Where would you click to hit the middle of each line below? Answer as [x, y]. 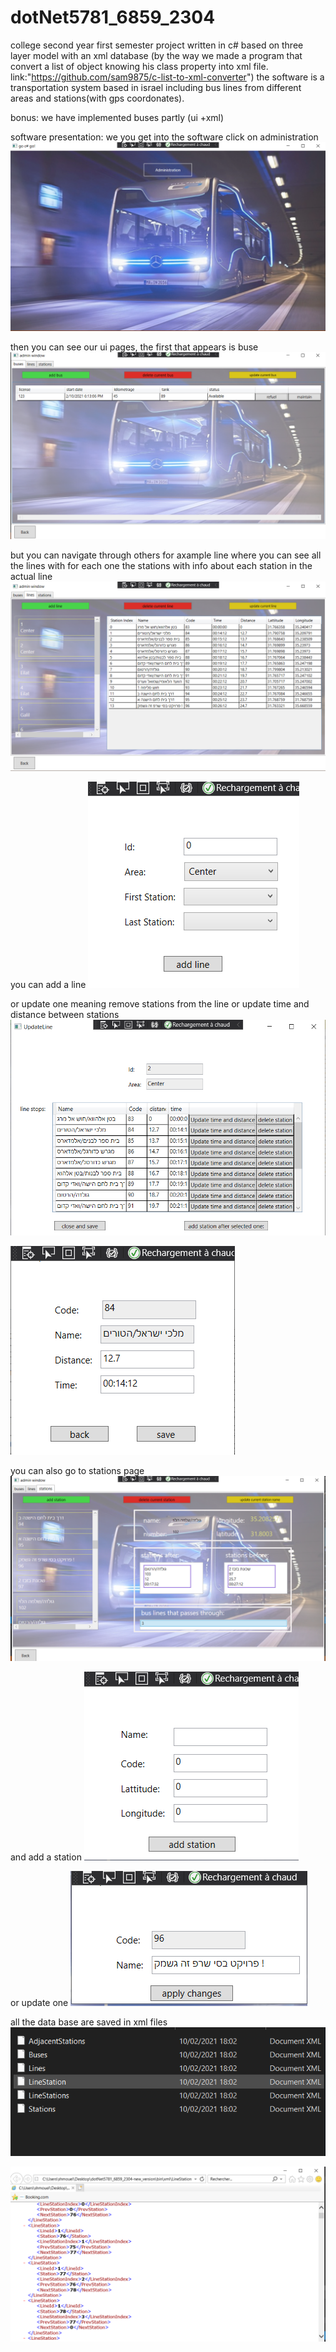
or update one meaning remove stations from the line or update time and [160, 1004]
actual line [31, 576]
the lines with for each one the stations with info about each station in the [161, 565]
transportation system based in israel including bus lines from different [156, 87]
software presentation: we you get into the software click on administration [164, 137]
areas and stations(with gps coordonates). [97, 98]
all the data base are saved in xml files [89, 2022]
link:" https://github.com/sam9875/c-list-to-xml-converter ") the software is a [167, 77]
